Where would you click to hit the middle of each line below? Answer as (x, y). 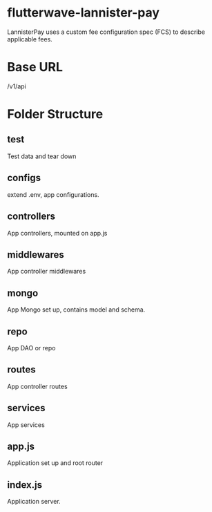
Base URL (35, 67)
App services (26, 425)
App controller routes (37, 386)
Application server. (34, 502)
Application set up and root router (55, 463)
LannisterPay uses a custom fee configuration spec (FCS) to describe (106, 32)
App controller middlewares (47, 272)
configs (24, 178)
